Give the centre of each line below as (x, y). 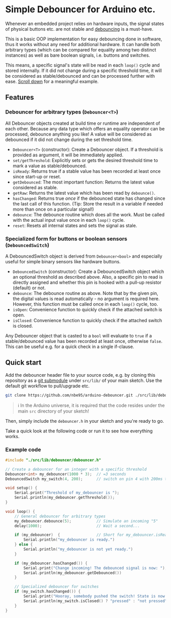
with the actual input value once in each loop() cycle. (69, 220)
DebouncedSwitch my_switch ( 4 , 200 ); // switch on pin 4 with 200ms (84, 479)
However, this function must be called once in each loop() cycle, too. (85, 304)
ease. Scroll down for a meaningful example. (52, 81)
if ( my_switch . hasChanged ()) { (48, 591)
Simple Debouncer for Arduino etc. (80, 9)
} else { (24, 545)
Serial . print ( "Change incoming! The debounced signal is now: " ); (95, 568)
